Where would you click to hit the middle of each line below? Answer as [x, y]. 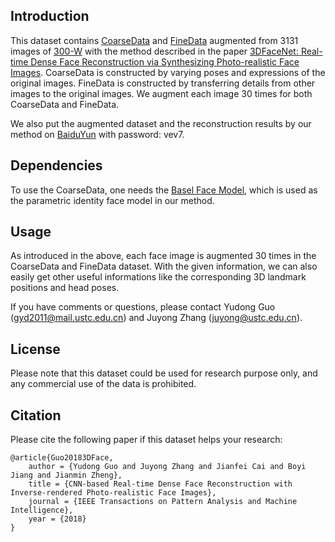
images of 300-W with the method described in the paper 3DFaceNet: [154, 51]
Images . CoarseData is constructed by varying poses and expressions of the [168, 72]
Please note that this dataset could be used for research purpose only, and [164, 373]
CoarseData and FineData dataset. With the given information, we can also [164, 266]
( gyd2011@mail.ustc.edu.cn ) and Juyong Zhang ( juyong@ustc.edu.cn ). [156, 318]
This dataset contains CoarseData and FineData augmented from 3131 [154, 40]
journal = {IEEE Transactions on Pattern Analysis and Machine [163, 502]
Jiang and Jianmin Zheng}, [66, 475]
